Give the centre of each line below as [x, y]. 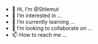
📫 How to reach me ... [39, 35]
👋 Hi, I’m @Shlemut [35, 9]
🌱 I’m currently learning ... [43, 22]
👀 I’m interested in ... [37, 15]
